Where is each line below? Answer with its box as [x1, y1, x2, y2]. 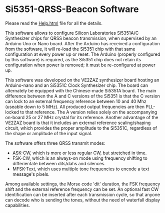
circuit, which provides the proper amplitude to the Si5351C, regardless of [5, 125, 157, 131]
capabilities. [5, 202, 30, 208]
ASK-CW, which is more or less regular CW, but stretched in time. [12, 150, 147, 156]
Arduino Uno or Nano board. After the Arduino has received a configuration [5, 40, 160, 46]
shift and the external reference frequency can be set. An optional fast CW [5, 186, 159, 192]
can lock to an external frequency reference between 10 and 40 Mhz [5, 98, 146, 104]
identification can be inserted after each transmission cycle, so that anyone [5, 191, 160, 197]
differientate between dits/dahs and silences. [12, 160, 106, 166]
